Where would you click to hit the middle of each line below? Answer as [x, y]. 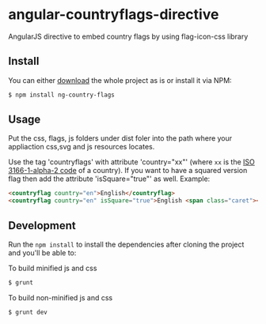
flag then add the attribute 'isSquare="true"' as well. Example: [109, 179]
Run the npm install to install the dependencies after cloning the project [126, 244]
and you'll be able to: [42, 253]
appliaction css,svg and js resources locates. [82, 147]
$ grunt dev [28, 312]
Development [42, 226]
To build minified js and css [53, 268]
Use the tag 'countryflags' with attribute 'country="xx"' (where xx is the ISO [131, 162]
